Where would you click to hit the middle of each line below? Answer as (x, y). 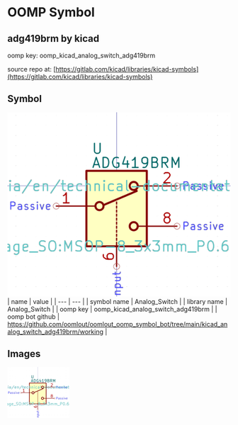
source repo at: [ (32, 69)
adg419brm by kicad (53, 39)
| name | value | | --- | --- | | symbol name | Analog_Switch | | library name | (118, 301)
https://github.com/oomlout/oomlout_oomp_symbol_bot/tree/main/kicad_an (118, 324)
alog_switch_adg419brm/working (56, 331)
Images (24, 354)
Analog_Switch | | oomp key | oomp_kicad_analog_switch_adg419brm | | (112, 309)
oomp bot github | (34, 317)
